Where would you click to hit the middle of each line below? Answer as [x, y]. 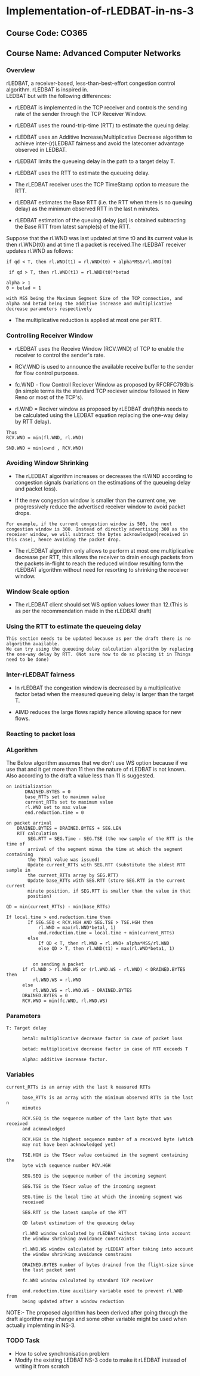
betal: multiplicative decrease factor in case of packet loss [102, 1039]
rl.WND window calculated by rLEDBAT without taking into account [106, 1233]
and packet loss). [36, 489]
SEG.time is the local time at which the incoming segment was [102, 1197]
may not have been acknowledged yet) [69, 1144]
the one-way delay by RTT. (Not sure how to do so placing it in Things [99, 655]
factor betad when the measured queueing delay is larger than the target [104, 694]
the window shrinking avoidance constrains [77, 1254]
